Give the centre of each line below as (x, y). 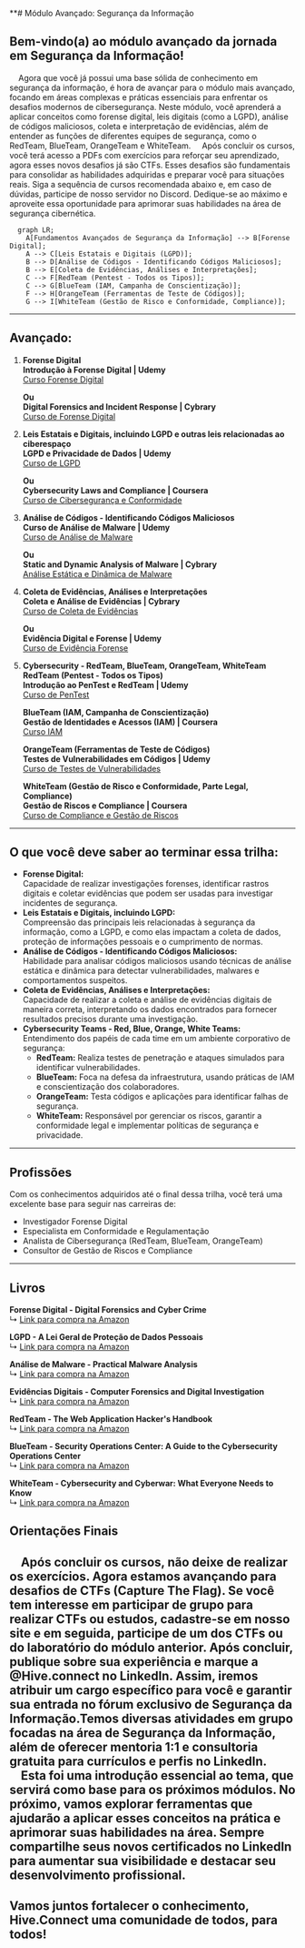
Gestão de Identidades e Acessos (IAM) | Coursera (120, 722)
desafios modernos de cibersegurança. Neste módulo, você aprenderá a (145, 107)
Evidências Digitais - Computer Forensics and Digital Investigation (137, 1392)
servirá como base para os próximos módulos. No (152, 1789)
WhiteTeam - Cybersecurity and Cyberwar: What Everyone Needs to (142, 1484)
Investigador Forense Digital (75, 1222)
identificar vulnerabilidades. (88, 1068)
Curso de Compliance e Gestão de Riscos (100, 815)
